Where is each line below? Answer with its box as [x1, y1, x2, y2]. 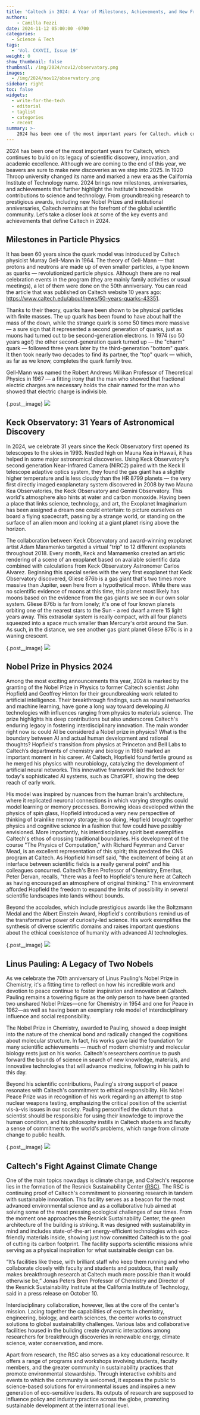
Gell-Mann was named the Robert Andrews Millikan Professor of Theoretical [6, 369, 193, 376]
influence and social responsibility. [6, 1013, 91, 1020]
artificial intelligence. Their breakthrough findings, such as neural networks [6, 697, 190, 704]
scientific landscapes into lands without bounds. [6, 892, 125, 899]
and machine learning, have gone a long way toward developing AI [6, 703, 170, 710]
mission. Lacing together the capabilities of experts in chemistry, [6, 1307, 165, 1315]
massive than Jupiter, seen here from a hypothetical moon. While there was [6, 581, 192, 589]
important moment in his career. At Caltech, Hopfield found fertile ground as [6, 754, 193, 761]
